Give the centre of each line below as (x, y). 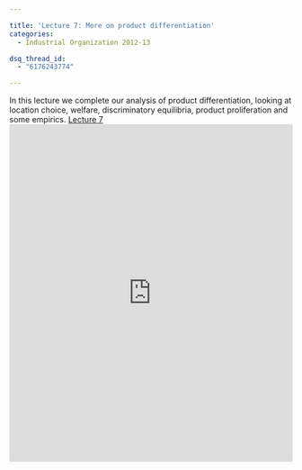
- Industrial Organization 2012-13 (84, 42)
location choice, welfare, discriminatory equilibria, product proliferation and (149, 110)
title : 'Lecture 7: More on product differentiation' (112, 25)
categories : (31, 34)
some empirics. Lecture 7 (56, 120)
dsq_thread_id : (38, 59)
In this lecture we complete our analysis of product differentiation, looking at (151, 101)
